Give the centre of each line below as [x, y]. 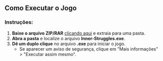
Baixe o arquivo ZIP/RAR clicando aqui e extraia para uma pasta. [79, 33]
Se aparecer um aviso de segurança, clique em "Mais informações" [88, 49]
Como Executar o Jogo [41, 8]
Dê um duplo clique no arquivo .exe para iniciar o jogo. [69, 44]
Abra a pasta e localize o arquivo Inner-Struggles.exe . [69, 38]
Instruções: [19, 22]
